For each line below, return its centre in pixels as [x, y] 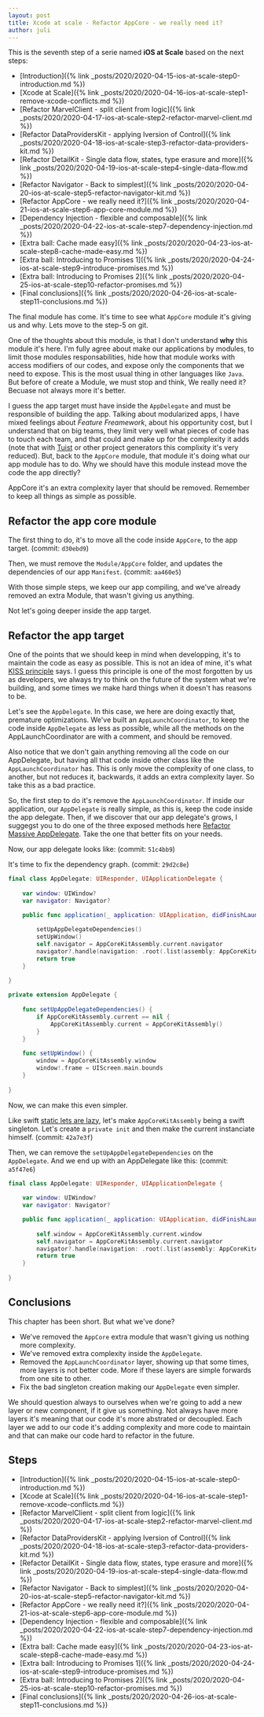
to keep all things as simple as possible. [72, 496]
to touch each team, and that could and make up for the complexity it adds [129, 439]
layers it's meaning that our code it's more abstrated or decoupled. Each [125, 1419]
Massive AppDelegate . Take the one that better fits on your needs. [115, 834]
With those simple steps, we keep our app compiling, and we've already [125, 588]
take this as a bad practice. [52, 785]
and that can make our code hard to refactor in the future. [101, 1435]
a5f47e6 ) [22, 1169]
